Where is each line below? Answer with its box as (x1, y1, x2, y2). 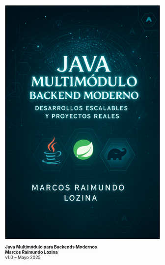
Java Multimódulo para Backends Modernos (5, 244, 97, 250)
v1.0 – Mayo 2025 (5, 254, 41, 260)
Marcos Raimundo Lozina (5, 249, 58, 255)
